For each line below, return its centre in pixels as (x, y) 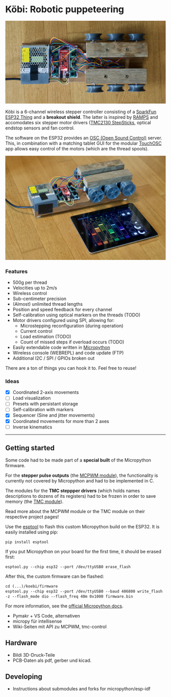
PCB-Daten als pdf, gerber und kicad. (52, 660)
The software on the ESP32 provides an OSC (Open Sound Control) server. (84, 138)
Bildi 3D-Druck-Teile (34, 655)
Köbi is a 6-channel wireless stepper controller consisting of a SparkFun (81, 112)
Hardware (21, 643)
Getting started (30, 448)
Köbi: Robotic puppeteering (65, 9)
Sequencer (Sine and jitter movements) (54, 415)
